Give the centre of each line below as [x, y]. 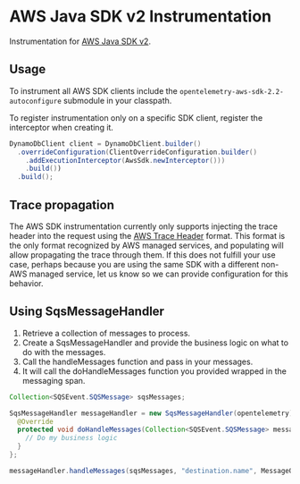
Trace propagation [62, 204]
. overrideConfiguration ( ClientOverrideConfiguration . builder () [137, 152]
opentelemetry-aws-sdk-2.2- [232, 91]
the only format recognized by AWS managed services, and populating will [146, 245]
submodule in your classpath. [118, 100]
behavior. [26, 283]
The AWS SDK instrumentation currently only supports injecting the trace [144, 226]
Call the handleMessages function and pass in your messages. [137, 361]
